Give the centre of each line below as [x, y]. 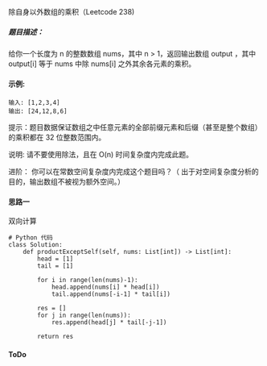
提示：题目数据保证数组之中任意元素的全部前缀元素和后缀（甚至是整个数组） [135, 127]
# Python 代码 [31, 238]
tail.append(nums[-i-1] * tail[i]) [111, 294]
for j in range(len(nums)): [84, 316]
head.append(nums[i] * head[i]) [105, 287]
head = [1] [55, 259]
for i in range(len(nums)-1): [88, 281]
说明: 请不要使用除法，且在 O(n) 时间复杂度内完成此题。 [101, 155]
